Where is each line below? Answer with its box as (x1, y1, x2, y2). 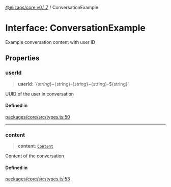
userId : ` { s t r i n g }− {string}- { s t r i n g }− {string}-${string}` (17, 81, 129, 87)
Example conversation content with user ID (5, 39, 96, 45)
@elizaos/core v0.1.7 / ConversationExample (5, 5, 98, 10)
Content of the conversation (5, 153, 65, 159)
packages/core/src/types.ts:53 (5, 176, 70, 182)
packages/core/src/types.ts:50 (5, 113, 70, 120)
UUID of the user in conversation (5, 90, 74, 97)
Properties (5, 54, 40, 63)
